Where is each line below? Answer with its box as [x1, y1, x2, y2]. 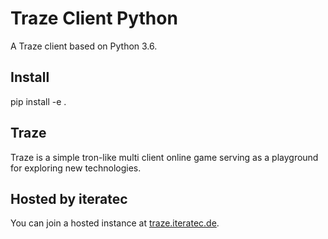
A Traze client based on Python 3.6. [10, 40, 158, 52]
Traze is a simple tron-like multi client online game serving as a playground [10, 151, 319, 163]
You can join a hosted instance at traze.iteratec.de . [10, 217, 220, 229]
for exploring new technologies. [10, 162, 142, 174]
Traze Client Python [10, 7, 178, 30]
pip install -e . [10, 95, 67, 107]
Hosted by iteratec [10, 190, 128, 207]
